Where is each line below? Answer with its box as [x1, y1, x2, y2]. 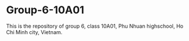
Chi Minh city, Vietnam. [6, 28, 63, 35]
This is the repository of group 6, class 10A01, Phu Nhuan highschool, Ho [6, 23, 184, 29]
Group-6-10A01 [6, 3, 84, 17]
